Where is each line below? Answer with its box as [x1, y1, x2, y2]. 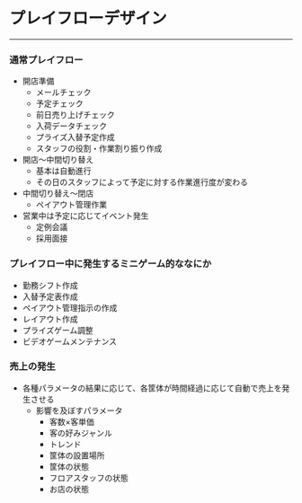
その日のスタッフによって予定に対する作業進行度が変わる [35, 177, 249, 188]
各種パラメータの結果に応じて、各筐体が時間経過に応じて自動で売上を [22, 383, 282, 393]
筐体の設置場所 [49, 450, 105, 461]
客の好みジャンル [49, 428, 112, 438]
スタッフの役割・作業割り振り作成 [35, 143, 163, 154]
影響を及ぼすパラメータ [35, 405, 123, 416]
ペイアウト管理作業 [35, 199, 108, 210]
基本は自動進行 [35, 165, 92, 176]
